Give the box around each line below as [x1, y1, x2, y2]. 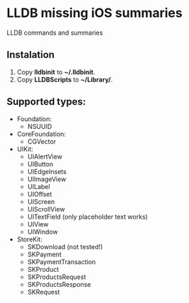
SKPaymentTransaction [27, 257, 96, 266]
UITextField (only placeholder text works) [27, 212, 148, 221]
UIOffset [27, 190, 52, 198]
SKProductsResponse [27, 280, 91, 288]
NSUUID [27, 122, 52, 130]
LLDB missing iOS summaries [6, 5, 183, 21]
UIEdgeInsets [27, 167, 67, 176]
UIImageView [27, 175, 67, 183]
